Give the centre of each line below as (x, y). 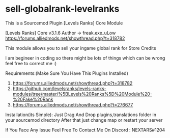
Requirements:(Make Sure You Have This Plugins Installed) (67, 73)
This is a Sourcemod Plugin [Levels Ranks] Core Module (64, 23)
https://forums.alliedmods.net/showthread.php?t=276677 (73, 104)
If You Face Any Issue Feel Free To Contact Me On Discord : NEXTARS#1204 (85, 130)
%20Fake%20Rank (33, 99)
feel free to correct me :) (31, 63)
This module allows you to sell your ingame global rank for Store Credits (81, 48)
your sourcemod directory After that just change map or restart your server (84, 120)
